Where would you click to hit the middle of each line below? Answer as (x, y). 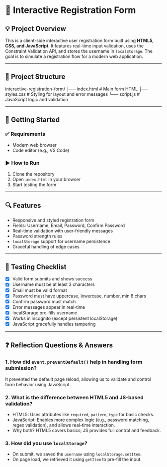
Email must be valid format (40, 290)
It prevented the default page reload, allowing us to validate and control (78, 379)
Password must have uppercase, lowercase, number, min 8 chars (79, 296)
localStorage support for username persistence (61, 241)
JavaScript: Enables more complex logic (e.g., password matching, (81, 420)
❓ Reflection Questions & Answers (59, 346)
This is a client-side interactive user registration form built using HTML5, (80, 40)
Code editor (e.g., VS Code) (41, 150)
